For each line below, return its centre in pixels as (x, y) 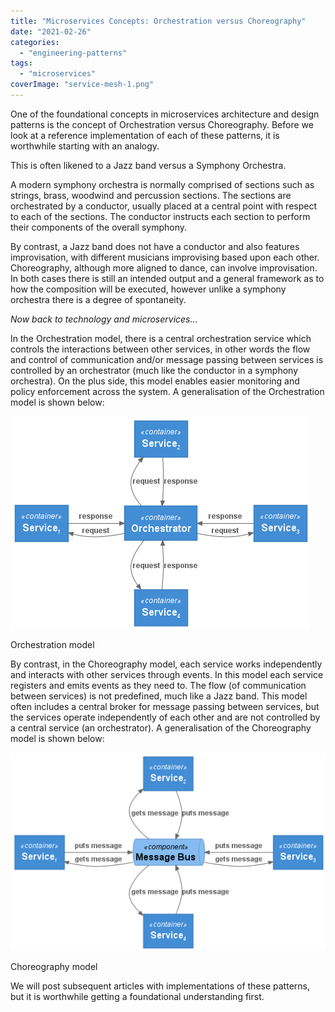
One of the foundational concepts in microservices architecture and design (165, 114)
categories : (35, 42)
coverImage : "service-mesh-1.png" (82, 85)
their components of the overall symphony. (99, 227)
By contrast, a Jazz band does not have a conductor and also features (155, 246)
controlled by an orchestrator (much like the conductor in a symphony (154, 370)
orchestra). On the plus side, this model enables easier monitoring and (155, 381)
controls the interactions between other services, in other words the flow (160, 349)
